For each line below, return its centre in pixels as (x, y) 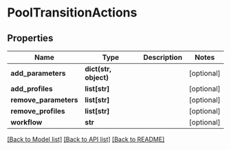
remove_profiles (38, 111)
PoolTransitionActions (72, 13)
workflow (26, 122)
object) (97, 77)
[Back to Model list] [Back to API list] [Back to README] (86, 139)
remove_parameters (44, 100)
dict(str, (98, 69)
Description (163, 57)
